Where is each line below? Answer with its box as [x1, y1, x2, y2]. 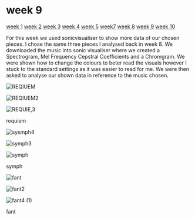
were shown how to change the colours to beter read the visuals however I [6, 59, 187, 66]
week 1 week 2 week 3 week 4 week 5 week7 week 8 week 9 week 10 [6, 23, 175, 30]
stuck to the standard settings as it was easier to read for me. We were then [6, 65, 190, 72]
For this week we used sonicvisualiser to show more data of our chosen [6, 34, 180, 41]
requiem [6, 117, 26, 124]
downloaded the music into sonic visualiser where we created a [6, 46, 160, 53]
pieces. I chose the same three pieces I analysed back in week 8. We [6, 40, 173, 48]
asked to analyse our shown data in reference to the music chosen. [6, 72, 169, 79]
